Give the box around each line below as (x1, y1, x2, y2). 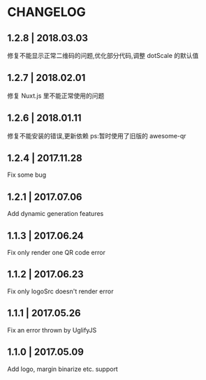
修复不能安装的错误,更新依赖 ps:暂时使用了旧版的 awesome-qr (7, 131, 186, 140)
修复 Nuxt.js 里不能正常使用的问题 (7, 92, 105, 100)
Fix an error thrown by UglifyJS (7, 326, 97, 334)
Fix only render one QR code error (7, 249, 106, 257)
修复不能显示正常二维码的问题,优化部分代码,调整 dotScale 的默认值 (7, 52, 199, 59)
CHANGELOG (7, 4, 86, 20)
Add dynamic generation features (7, 210, 104, 218)
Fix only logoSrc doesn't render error (7, 287, 114, 295)
